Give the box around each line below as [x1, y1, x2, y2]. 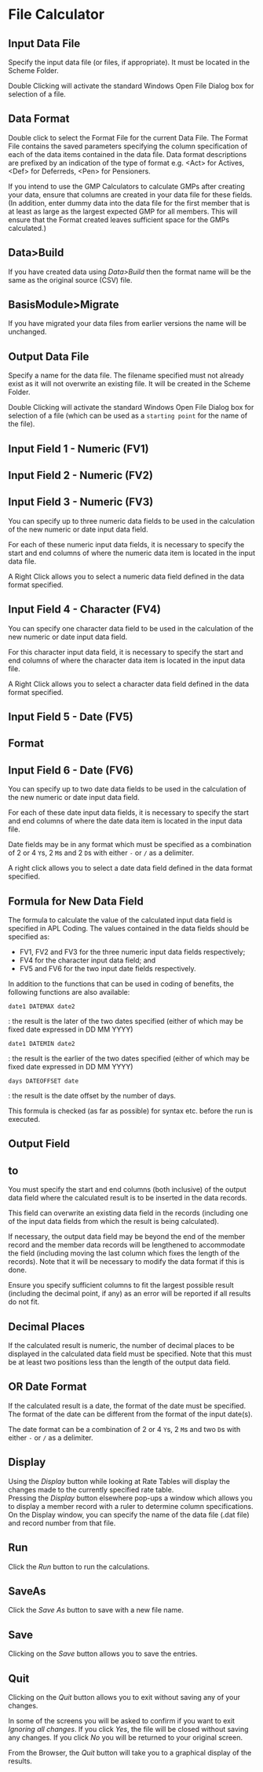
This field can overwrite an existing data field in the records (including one [8, 1208, 249, 1218]
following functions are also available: [8, 988, 130, 997]
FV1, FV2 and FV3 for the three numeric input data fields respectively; [19, 948, 246, 957]
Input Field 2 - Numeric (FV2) [8, 469, 153, 482]
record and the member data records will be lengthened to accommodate [8, 1240, 246, 1250]
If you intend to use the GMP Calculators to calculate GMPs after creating [8, 181, 246, 191]
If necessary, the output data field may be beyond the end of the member [8, 1232, 246, 1241]
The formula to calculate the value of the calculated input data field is [8, 915, 233, 925]
